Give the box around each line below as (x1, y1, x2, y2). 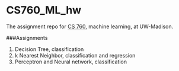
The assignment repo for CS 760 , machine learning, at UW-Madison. (6, 23, 174, 30)
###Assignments (6, 34, 48, 41)
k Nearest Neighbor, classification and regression (14, 52, 136, 59)
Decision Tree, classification (14, 45, 84, 53)
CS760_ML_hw (6, 4, 82, 17)
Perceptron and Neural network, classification (14, 58, 127, 65)
